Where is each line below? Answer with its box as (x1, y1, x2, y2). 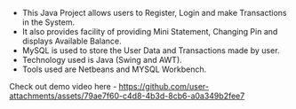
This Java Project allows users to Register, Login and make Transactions (21, 8, 287, 18)
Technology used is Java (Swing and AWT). (21, 55, 182, 65)
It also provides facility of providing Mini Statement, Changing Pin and (21, 27, 278, 36)
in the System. (21, 17, 76, 27)
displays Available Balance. (21, 35, 122, 46)
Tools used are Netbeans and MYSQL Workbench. (21, 64, 207, 74)
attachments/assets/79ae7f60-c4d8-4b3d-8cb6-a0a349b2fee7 (9, 90, 245, 101)
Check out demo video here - (9, 82, 117, 91)
